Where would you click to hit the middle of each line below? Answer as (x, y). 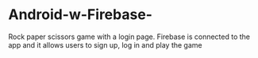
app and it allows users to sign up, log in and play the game (105, 44)
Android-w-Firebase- (81, 15)
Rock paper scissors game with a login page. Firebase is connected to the (129, 37)
